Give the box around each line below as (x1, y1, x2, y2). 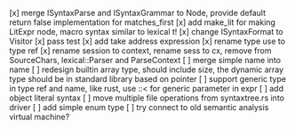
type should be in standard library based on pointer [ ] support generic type (9, 74, 287, 84)
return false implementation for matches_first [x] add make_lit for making (9, 17, 275, 28)
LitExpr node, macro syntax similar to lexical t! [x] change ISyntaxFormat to (9, 27, 284, 36)
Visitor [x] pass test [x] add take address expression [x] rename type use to (9, 36, 286, 46)
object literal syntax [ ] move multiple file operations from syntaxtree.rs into (9, 93, 284, 103)
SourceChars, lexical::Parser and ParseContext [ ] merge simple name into (9, 55, 282, 65)
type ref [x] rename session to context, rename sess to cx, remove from (9, 45, 272, 56)
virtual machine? (9, 111, 70, 122)
